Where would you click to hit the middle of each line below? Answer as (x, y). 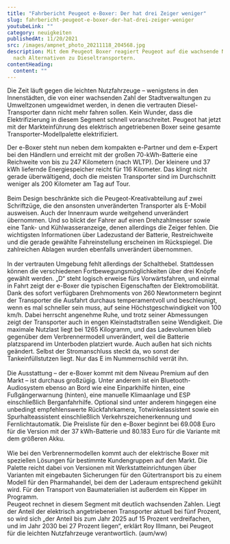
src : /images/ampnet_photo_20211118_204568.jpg (76, 45)
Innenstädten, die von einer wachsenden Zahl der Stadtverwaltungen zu (109, 97)
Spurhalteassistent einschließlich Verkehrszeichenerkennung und (100, 417)
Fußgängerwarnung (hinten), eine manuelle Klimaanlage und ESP (99, 395)
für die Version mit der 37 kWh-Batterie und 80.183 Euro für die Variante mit (114, 431)
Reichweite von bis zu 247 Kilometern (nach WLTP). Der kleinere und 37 (109, 162)
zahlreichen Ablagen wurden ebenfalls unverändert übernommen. (100, 249)
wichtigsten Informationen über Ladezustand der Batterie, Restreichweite (110, 234)
